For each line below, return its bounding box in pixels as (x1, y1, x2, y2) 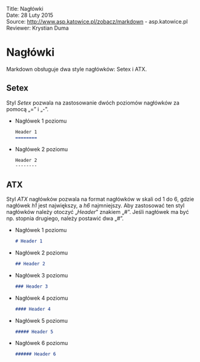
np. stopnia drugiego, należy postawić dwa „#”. (6, 215, 124, 222)
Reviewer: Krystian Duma (6, 24, 69, 31)
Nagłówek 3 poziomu (15, 271, 68, 279)
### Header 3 (15, 283, 48, 289)
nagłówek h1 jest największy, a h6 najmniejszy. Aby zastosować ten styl (6, 202, 185, 209)
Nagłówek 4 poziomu (15, 294, 68, 302)
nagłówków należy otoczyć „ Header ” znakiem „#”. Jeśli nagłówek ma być (6, 208, 189, 216)
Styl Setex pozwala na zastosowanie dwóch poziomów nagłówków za (6, 99, 180, 106)
